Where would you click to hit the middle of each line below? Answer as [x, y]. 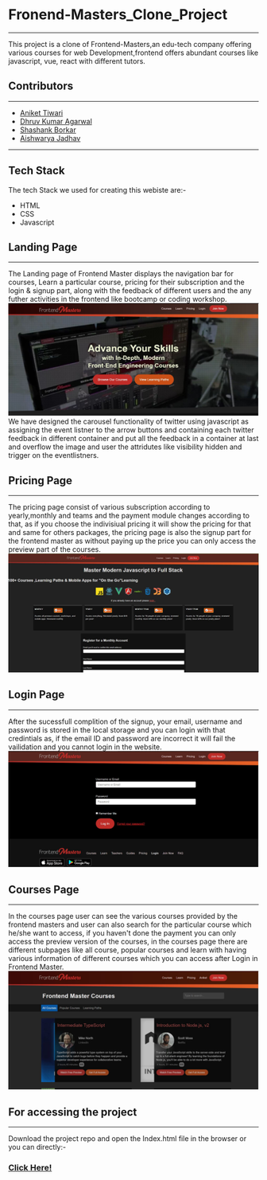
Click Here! [30, 1168]
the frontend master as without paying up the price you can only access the [132, 541]
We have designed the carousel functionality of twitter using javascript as [128, 422]
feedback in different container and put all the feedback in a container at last [133, 439]
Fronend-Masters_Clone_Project [118, 15]
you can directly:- [37, 1147]
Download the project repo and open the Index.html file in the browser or [128, 1139]
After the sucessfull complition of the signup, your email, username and [125, 721]
